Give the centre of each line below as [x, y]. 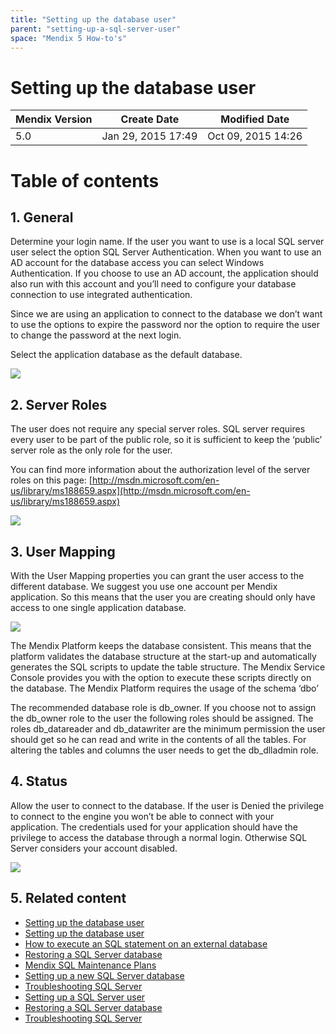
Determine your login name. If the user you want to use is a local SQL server [167, 242]
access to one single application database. [98, 607]
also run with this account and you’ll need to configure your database [153, 284]
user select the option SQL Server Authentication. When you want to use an [166, 252]
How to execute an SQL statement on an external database [146, 943]
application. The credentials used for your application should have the [154, 827]
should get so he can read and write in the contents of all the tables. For [158, 739]
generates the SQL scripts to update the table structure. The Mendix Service [168, 667]
